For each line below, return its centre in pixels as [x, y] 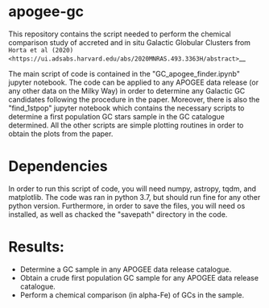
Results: [36, 247]
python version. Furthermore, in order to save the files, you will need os [127, 206]
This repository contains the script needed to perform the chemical [120, 34]
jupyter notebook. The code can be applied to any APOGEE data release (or [134, 82]
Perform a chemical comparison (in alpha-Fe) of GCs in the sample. [132, 295]
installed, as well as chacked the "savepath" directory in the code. [118, 214]
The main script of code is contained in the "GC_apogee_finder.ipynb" [124, 73]
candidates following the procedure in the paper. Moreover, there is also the [134, 99]
